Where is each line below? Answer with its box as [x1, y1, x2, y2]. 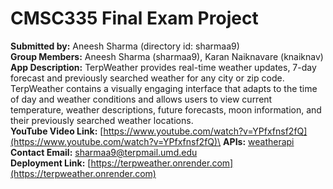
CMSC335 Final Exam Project [10, 7, 259, 30]
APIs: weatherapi [223, 135, 295, 147]
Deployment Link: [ [10, 157, 92, 169]
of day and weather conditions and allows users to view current [10, 93, 273, 105]
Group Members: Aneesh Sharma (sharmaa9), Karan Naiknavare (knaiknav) [10, 50, 324, 62]
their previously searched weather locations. [10, 114, 194, 126]
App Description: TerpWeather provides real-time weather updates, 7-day [10, 61, 317, 73]
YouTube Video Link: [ [10, 125, 104, 137]
